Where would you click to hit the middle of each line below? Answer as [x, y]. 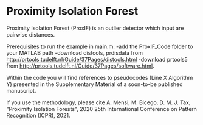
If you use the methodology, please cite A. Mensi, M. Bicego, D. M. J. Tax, [98, 102]
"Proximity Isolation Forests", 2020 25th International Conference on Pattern [102, 109]
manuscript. [21, 90]
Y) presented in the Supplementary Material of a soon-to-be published [95, 84]
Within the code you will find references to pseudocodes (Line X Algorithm [100, 77]
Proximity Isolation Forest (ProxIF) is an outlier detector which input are [95, 28]
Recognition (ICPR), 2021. [38, 115]
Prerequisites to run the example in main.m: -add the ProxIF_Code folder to [100, 46]
